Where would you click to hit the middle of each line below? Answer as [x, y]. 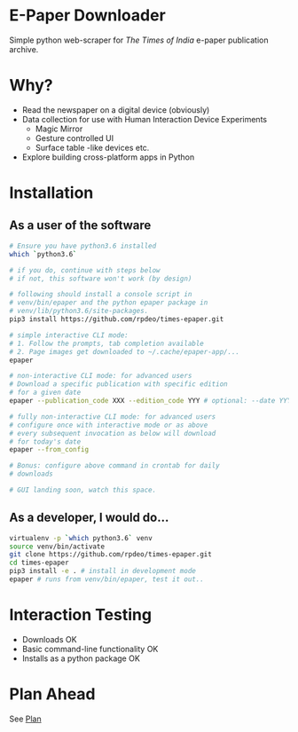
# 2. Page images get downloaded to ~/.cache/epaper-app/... [125, 351]
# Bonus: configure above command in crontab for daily [114, 466]
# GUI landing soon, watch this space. [83, 490]
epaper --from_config [49, 450]
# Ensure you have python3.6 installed [83, 246]
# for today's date [45, 441]
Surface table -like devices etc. [92, 147]
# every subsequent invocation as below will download [113, 433]
